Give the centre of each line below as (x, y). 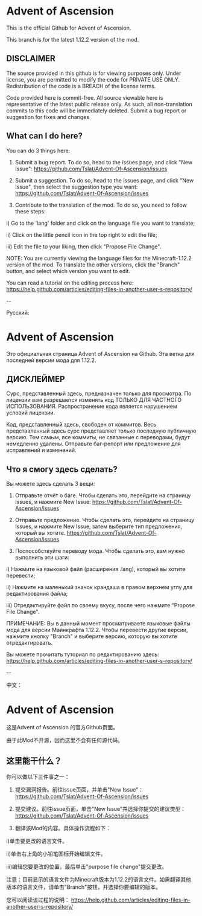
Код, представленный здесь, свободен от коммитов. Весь (81, 425)
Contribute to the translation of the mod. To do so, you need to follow (101, 205)
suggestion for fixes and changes (48, 117)
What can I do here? (45, 136)
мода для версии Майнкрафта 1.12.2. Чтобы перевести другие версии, (97, 630)
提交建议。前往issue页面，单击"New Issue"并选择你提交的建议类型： (100, 808)
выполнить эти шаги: (42, 558)
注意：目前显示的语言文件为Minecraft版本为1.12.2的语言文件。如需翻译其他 (99, 879)
